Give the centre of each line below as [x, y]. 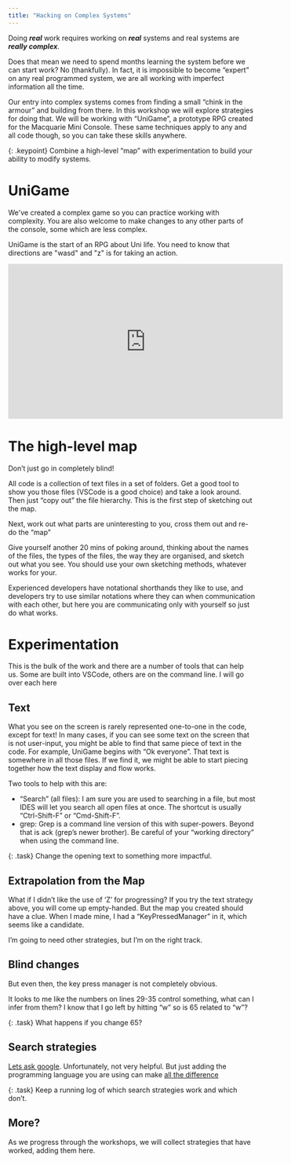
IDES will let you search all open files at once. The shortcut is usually [130, 807]
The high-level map [73, 446]
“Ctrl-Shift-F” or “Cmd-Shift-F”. [70, 816]
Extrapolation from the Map [76, 881]
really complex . [34, 46]
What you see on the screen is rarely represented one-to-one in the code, [127, 727]
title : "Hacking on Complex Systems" [70, 15]
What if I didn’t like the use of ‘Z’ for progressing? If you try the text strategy [131, 900]
